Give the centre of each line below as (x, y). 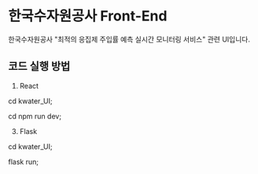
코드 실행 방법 (39, 66)
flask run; (24, 161)
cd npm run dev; (35, 116)
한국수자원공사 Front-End (88, 16)
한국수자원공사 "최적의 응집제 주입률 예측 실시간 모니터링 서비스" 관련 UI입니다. (129, 39)
